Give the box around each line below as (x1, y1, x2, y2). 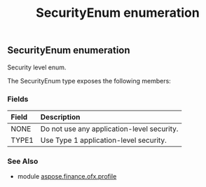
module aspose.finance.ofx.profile (17, 172, 117, 181)
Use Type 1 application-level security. (40, 135, 167, 145)
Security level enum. (7, 63, 67, 71)
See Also (7, 156, 39, 166)
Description (40, 112, 81, 122)
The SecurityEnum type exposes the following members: (7, 76, 172, 85)
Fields (7, 94, 29, 104)
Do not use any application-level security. (40, 124, 179, 134)
